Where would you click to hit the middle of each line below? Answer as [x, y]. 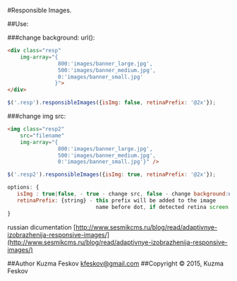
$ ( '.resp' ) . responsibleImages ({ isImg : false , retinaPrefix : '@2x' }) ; [112, 103]
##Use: [18, 24]
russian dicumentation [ [42, 227]
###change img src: [37, 116]
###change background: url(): [51, 37]
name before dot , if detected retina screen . [164, 207]
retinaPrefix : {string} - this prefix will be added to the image [116, 201]
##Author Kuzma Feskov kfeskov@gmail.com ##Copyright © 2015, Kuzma [116, 263]
